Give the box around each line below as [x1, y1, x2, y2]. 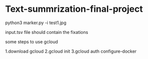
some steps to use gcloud [5, 38, 58, 45]
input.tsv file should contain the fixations [5, 29, 88, 35]
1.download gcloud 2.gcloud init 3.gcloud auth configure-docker [5, 48, 137, 54]
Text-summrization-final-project [5, 3, 143, 15]
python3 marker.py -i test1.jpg [5, 20, 67, 26]
